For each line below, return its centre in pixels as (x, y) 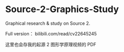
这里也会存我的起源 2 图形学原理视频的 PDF (51, 44)
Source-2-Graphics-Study (62, 9)
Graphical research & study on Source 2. (48, 23)
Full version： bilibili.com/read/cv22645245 (51, 33)
